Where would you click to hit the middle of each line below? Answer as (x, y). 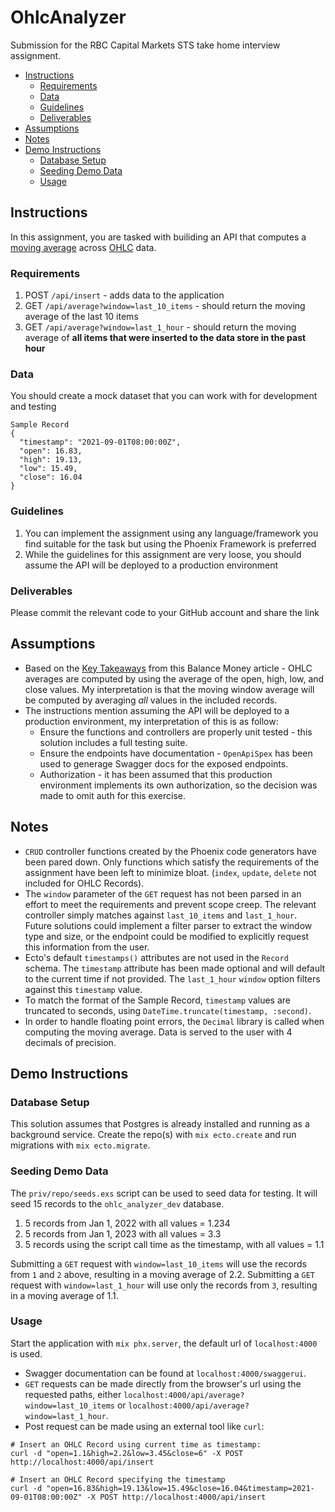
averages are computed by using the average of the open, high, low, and (174, 678)
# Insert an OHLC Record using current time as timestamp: (136, 1444)
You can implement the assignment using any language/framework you (171, 533)
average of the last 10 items (81, 317)
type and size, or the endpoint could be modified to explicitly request (167, 936)
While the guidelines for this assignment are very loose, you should (163, 554)
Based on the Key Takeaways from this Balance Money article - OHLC (168, 668)
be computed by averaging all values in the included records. (151, 700)
